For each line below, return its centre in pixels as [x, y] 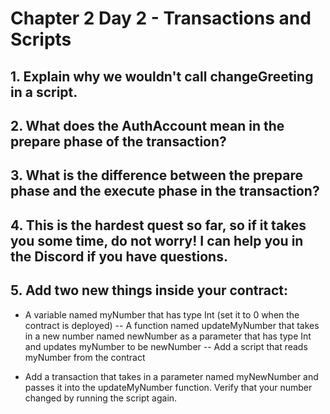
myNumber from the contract [85, 357]
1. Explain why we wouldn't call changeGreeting [162, 76]
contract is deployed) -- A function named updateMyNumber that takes [172, 325]
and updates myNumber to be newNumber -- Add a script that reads [166, 346]
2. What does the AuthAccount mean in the [147, 125]
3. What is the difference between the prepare [156, 175]
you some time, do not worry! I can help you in [157, 240]
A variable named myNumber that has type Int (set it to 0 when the [162, 314]
